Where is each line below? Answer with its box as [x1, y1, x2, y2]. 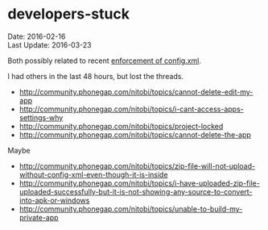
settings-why [19, 112, 64, 122]
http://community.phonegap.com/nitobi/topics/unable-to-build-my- [19, 203, 243, 214]
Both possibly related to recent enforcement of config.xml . [7, 56, 202, 65]
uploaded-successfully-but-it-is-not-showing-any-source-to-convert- [19, 186, 253, 196]
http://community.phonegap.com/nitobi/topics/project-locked [19, 121, 224, 131]
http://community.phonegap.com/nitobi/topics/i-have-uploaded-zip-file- [19, 178, 261, 188]
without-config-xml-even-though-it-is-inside [19, 169, 168, 179]
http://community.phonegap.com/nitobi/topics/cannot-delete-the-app [19, 130, 251, 140]
